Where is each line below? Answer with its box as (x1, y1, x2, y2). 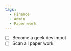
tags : (5, 7, 16, 12)
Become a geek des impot (12, 35, 66, 41)
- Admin (9, 16, 26, 21)
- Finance (9, 12, 30, 17)
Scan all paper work (12, 40, 54, 46)
